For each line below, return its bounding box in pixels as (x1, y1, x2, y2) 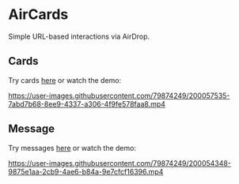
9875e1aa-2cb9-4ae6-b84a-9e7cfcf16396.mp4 (8, 167, 164, 176)
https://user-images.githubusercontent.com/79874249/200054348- (8, 158, 232, 167)
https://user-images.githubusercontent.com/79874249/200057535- (8, 91, 230, 100)
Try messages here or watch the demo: (8, 143, 137, 152)
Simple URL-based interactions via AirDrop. (8, 32, 150, 41)
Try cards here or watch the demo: (8, 75, 122, 84)
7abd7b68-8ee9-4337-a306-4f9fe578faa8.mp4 (8, 99, 166, 108)
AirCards (8, 6, 69, 24)
